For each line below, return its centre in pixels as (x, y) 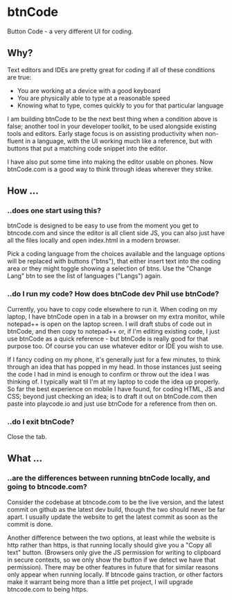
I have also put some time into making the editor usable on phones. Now (110, 162)
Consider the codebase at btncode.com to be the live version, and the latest (116, 502)
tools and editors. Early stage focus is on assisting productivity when (105, 133)
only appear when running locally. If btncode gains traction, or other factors (115, 574)
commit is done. (30, 524)
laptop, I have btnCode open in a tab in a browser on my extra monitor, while (116, 316)
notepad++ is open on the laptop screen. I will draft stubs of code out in (110, 324)
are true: (19, 77)
